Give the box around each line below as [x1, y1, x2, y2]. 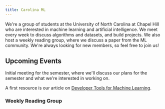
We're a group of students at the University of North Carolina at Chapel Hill [5, 21, 159, 27]
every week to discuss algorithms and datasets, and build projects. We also [5, 31, 160, 37]
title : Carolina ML [5, 7, 46, 12]
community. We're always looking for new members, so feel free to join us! [5, 42, 159, 48]
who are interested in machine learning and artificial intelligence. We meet [5, 26, 158, 32]
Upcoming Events [5, 57, 61, 65]
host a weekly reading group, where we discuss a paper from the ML [5, 37, 147, 43]
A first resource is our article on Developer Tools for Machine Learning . [5, 85, 151, 91]
